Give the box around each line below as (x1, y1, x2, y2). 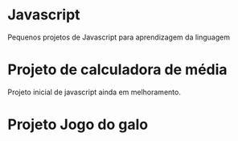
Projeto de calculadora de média (7, 60, 228, 79)
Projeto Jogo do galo (7, 115, 149, 134)
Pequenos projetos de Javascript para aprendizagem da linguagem (7, 32, 231, 42)
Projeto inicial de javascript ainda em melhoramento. (7, 87, 182, 97)
